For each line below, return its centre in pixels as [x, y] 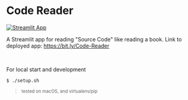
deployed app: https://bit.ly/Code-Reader [58, 46]
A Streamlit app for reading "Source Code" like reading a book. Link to [94, 39]
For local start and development [46, 69]
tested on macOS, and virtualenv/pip [59, 91]
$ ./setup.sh [23, 80]
